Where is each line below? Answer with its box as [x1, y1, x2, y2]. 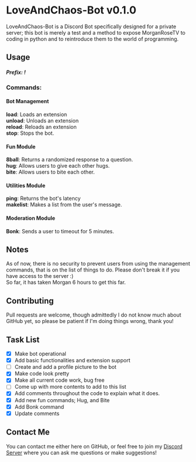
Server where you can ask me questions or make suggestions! [6, 449, 157, 456]
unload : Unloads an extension [6, 117, 79, 124]
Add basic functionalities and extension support [14, 357, 131, 364]
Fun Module [6, 143, 36, 150]
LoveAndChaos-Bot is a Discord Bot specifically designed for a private [6, 23, 177, 30]
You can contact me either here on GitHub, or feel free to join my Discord [6, 443, 183, 450]
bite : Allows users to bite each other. [6, 168, 95, 176]
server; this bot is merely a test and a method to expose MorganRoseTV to [6, 29, 186, 36]
